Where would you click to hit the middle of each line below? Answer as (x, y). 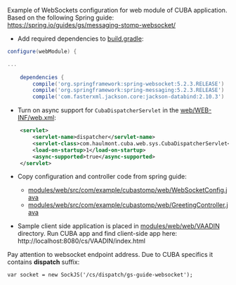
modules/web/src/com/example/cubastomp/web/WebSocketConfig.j (127, 190)
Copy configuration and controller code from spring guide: (102, 177)
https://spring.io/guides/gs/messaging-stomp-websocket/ (92, 25)
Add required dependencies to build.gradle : (80, 39)
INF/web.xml (36, 118)
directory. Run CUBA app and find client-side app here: (97, 234)
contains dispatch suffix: (44, 262)
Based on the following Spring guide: (61, 18)
